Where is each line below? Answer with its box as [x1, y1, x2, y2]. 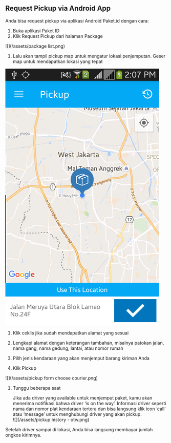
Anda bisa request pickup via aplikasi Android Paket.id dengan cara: [5, 17, 149, 24]
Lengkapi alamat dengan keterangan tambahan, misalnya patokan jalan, [12, 340, 164, 346]
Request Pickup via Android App [5, 4, 111, 13]
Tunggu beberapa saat [12, 385, 61, 391]
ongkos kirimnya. [5, 432, 42, 438]
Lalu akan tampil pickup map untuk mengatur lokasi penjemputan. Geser [12, 53, 166, 59]
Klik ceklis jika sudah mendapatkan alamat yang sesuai [12, 330, 129, 336]
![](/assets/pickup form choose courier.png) [5, 375, 98, 381]
